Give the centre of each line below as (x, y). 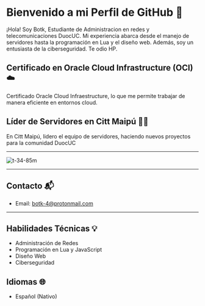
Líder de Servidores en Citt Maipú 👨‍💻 (77, 122)
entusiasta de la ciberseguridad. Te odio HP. (62, 49)
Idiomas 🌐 (26, 282)
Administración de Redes (47, 243)
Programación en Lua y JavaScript (59, 250)
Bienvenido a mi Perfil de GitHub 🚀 (95, 12)
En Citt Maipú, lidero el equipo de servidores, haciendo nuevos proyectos (99, 136)
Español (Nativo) (36, 296)
